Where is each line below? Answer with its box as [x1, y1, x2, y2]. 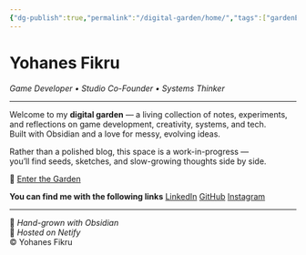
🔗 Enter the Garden [9, 173, 81, 184]
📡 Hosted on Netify [9, 227, 81, 238]
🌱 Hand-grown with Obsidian [9, 217, 119, 228]
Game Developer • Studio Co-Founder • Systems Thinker [9, 83, 225, 94]
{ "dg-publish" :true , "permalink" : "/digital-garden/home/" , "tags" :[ [9, 13, 267, 23]
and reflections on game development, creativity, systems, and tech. [9, 118, 267, 129]
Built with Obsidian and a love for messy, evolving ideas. [9, 128, 221, 139]
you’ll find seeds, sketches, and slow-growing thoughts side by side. [9, 156, 267, 167]
